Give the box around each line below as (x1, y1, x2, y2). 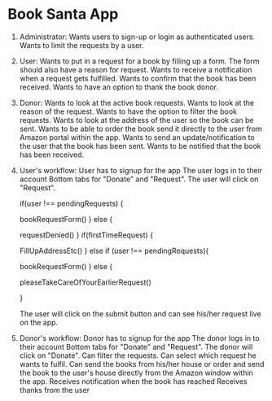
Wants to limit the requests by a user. (19, 40, 144, 50)
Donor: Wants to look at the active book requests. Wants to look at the (19, 98, 254, 107)
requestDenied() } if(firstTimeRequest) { (19, 229, 154, 240)
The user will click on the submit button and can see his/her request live (19, 308, 261, 318)
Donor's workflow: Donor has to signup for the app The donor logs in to (19, 333, 260, 342)
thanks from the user (19, 385, 90, 394)
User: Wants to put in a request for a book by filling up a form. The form (19, 56, 260, 66)
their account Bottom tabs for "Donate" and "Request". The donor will (19, 342, 253, 351)
